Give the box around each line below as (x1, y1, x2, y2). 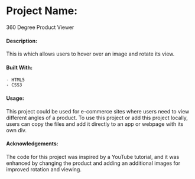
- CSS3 (6, 82, 22, 88)
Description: (6, 37, 37, 44)
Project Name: (6, 4, 78, 18)
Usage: (6, 95, 25, 102)
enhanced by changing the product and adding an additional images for (6, 160, 181, 167)
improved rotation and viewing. (6, 165, 82, 173)
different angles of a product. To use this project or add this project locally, (6, 114, 188, 121)
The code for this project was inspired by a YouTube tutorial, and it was (6, 153, 180, 160)
